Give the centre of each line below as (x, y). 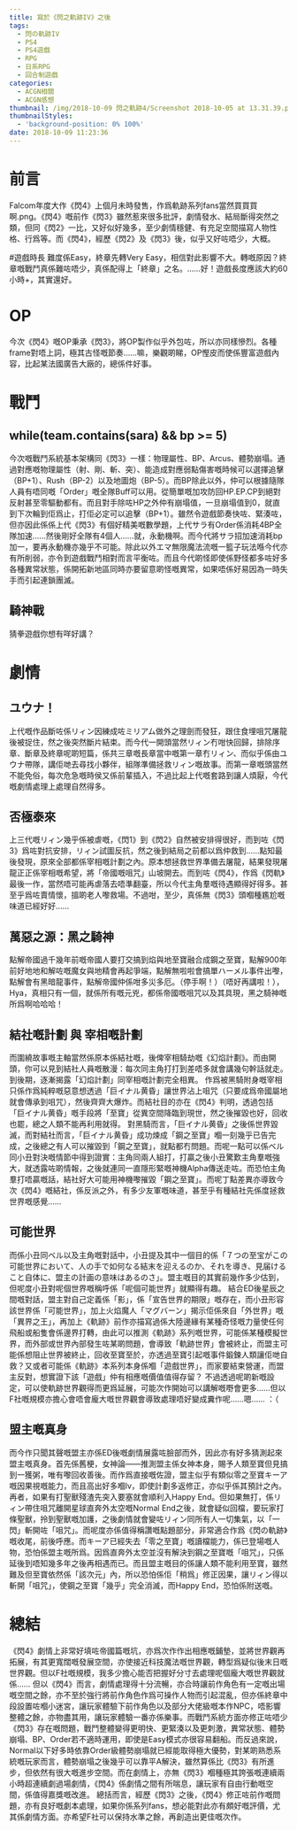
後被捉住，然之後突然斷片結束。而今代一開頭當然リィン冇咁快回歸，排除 (141, 742)
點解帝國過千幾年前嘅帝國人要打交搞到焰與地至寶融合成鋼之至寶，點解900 (145, 960)
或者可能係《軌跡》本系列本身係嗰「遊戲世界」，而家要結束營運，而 (154, 1365)
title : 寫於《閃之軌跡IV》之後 (60, 17)
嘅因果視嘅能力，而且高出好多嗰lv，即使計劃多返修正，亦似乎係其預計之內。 (148, 1486)
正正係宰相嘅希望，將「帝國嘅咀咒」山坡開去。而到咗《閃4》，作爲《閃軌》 (151, 873)
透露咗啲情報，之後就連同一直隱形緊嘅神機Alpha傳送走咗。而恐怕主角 (159, 1168)
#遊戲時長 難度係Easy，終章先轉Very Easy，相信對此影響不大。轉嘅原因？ (145, 257)
